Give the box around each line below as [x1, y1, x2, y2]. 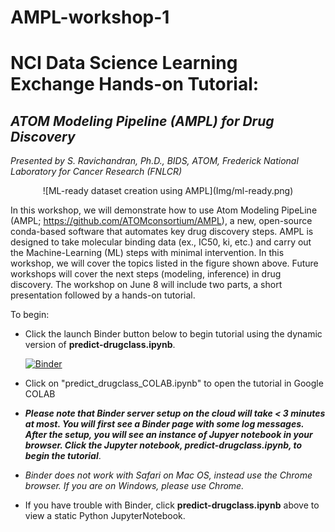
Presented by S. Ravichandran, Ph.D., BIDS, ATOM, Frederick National [10, 155, 299, 167]
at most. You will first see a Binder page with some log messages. [24, 418, 305, 430]
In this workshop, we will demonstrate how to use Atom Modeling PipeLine [10, 204, 318, 216]
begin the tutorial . [24, 450, 102, 462]
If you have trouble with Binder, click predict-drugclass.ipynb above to [24, 499, 320, 511]
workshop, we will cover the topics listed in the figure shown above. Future [10, 257, 319, 270]
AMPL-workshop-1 [10, 6, 170, 29]
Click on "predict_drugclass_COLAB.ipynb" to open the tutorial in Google [24, 377, 324, 390]
